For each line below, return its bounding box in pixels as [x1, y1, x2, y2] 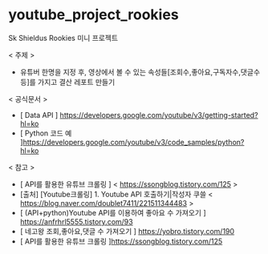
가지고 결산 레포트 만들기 [37, 77, 116, 87]
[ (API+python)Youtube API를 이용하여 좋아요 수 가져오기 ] [19, 208, 206, 217]
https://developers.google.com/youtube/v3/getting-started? [59, 110, 258, 119]
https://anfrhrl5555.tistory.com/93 [19, 216, 134, 226]
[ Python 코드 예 [19, 128, 72, 138]
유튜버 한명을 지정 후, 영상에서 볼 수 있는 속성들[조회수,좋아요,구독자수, [19, 67, 241, 77]
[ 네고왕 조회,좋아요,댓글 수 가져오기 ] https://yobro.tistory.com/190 [19, 226, 235, 236]
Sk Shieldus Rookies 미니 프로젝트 [8, 33, 119, 42]
